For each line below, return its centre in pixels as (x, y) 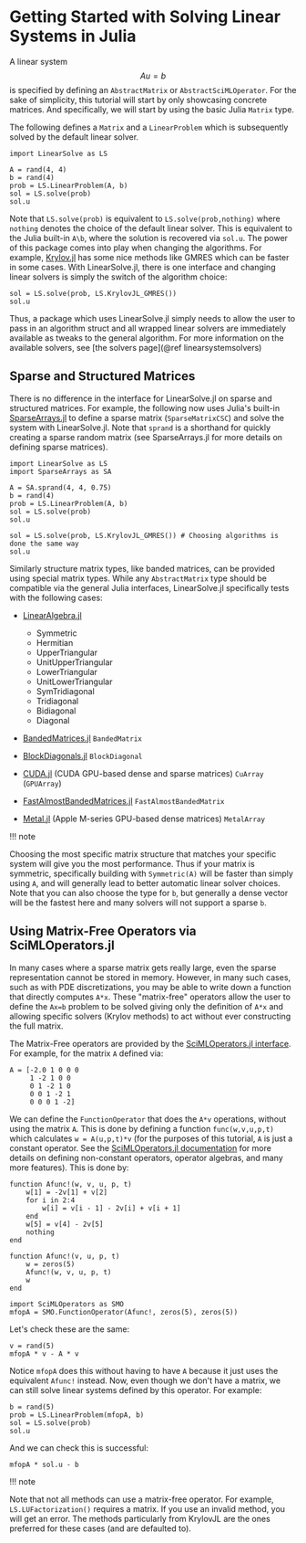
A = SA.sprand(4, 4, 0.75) (61, 487)
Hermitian (55, 642)
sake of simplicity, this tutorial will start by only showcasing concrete (138, 100)
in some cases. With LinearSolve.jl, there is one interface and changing (143, 267)
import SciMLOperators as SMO (67, 1304)
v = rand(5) (32, 1346)
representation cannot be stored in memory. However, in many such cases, (150, 977)
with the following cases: (56, 597)
